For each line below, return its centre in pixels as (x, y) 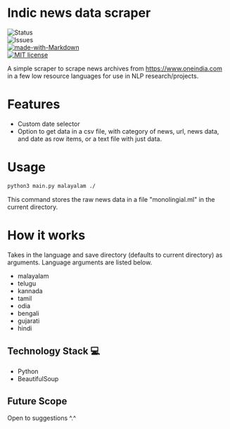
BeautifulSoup (38, 379)
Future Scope (37, 401)
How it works (46, 235)
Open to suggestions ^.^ (42, 418)
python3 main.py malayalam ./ (52, 186)
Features (34, 104)
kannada (30, 290)
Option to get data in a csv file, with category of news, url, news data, (118, 131)
